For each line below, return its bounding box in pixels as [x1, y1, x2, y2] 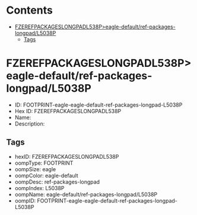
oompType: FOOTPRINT [14, 159, 74, 166]
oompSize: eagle [14, 165, 56, 172]
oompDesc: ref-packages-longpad [14, 178, 100, 185]
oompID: [14, 197, 36, 204]
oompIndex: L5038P [14, 184, 65, 191]
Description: [14, 120, 45, 127]
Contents [6, 4, 53, 17]
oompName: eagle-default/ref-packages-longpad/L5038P [14, 191, 158, 198]
